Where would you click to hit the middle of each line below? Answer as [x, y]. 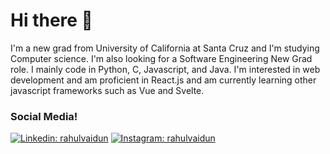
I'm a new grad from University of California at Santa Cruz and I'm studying [165, 48]
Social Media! [44, 116]
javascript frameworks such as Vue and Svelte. [107, 90]
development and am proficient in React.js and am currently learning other [163, 80]
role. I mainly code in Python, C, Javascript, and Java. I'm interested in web [165, 69]
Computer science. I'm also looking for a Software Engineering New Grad [161, 58]
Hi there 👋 [51, 20]
